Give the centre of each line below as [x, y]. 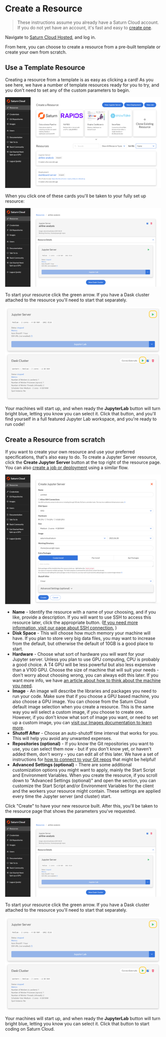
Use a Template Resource [45, 68]
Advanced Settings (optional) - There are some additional [72, 765]
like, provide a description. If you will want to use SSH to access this [82, 617]
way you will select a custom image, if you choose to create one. [78, 712]
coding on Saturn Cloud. [30, 1029]
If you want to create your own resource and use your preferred [70, 452]
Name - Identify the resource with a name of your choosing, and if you [84, 612]
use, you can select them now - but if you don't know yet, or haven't [82, 749]
